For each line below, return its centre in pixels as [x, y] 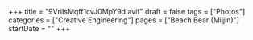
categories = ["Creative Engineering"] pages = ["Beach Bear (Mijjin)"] [124, 20]
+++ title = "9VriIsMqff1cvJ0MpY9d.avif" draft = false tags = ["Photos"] [127, 12]
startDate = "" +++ [39, 28]
